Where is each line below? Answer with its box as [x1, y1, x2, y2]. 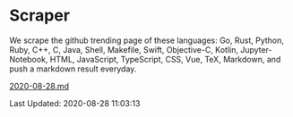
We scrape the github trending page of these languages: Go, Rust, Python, [9, 35, 285, 46]
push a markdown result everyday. [9, 63, 137, 74]
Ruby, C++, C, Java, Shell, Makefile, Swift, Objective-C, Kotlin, [9, 44, 239, 54]
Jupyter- [240, 44, 272, 54]
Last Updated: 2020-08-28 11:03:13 [9, 97, 141, 108]
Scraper [9, 5, 70, 26]
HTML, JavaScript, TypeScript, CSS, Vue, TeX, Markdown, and [49, 54, 281, 64]
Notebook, [9, 54, 48, 64]
